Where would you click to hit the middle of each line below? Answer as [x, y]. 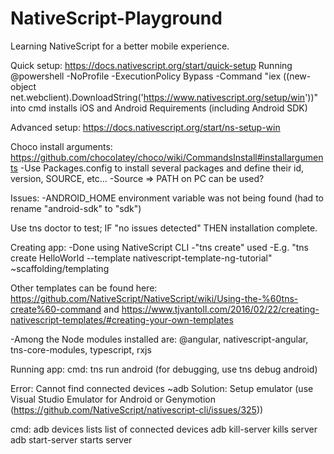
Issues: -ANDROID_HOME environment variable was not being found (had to [167, 198]
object [23, 86]
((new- [297, 76]
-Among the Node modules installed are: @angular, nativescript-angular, [159, 339]
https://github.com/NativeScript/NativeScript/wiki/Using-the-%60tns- [154, 298]
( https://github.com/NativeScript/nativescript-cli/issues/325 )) [137, 409]
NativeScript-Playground [116, 18]
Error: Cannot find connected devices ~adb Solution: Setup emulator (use [162, 388]
